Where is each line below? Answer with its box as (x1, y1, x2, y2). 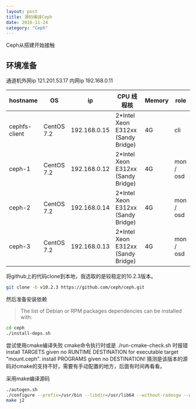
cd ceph (6, 325, 25, 331)
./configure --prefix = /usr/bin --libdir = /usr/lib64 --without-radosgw (6, 392, 181, 398)
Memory (145, 97, 169, 105)
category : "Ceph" (6, 25, 48, 31)
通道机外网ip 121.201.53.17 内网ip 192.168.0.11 (6, 77, 113, 84)
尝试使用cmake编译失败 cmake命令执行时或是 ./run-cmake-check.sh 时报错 (6, 342, 188, 349)
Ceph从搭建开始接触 (6, 42, 55, 49)
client (9, 130, 24, 138)
